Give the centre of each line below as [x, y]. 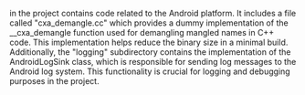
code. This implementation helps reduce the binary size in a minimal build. [149, 42]
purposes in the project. [54, 81]
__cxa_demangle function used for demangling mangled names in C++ [142, 32]
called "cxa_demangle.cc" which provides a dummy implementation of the [149, 23]
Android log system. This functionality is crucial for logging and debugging [150, 71]
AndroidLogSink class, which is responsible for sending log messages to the [153, 62]
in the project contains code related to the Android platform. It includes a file [153, 13]
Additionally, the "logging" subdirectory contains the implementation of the [150, 52]
